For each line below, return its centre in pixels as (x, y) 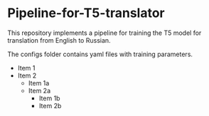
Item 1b (49, 98)
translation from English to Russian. (59, 40)
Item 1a (39, 83)
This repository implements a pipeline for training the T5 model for (104, 33)
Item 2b (50, 105)
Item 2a (39, 90)
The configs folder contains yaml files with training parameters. (100, 54)
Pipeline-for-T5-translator (86, 13)
